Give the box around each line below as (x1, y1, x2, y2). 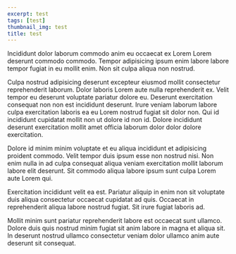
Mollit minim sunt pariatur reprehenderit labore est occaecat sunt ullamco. (7, 217, 223, 225)
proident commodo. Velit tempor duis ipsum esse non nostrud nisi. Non (7, 152, 214, 160)
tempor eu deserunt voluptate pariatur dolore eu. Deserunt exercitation (7, 93, 213, 102)
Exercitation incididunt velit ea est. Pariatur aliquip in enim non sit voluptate (7, 188, 225, 196)
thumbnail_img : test (7, 23, 68, 30)
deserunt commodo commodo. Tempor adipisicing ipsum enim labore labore (7, 57, 230, 66)
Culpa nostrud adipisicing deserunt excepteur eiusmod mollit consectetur (7, 78, 221, 87)
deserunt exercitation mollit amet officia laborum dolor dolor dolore (7, 123, 202, 131)
